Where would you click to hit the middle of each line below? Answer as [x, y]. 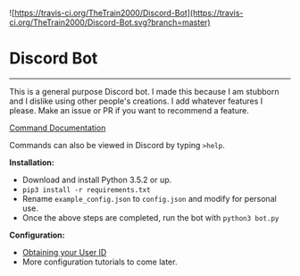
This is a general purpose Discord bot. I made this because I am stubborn [144, 91]
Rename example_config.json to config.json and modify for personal [149, 198]
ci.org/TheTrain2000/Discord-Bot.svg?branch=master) [110, 22]
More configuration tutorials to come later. [100, 262]
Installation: [32, 162]
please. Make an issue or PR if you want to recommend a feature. [129, 110]
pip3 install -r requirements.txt [86, 190]
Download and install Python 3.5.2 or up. [97, 180]
